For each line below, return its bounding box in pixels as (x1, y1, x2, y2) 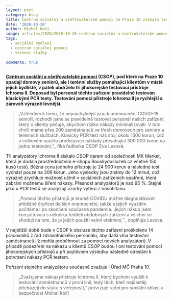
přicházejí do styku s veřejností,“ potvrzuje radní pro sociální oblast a (18, 285, 164, 291)
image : (6, 31, 20, 36)
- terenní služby (10, 50, 47, 55)
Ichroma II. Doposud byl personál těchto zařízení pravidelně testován (6, 90, 155, 96)
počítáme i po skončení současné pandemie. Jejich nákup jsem (18, 206, 152, 212)
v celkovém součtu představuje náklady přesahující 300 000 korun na (18, 138, 165, 144)
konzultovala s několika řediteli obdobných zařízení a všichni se (18, 212, 152, 218)
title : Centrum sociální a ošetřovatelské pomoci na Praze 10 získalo (6, 17, 159, 22)
